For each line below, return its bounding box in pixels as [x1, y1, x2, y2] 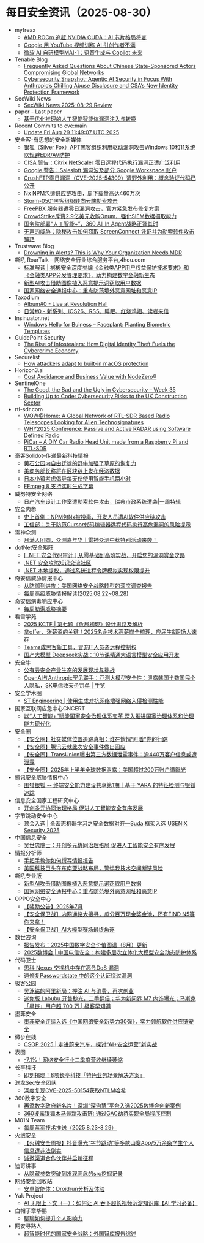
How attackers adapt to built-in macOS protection [23, 360, 149, 367]
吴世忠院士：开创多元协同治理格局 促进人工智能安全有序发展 [23, 841, 175, 849]
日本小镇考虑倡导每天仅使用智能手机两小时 [23, 474, 131, 482]
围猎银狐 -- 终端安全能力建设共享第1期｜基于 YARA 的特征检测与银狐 [23, 781, 196, 788]
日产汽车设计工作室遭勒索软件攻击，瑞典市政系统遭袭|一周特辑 [23, 498, 181, 505]
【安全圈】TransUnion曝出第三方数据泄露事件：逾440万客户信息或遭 [23, 750, 197, 758]
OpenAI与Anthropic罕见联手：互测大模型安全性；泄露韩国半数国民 [23, 674, 191, 681]
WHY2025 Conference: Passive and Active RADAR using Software [23, 425, 191, 432]
